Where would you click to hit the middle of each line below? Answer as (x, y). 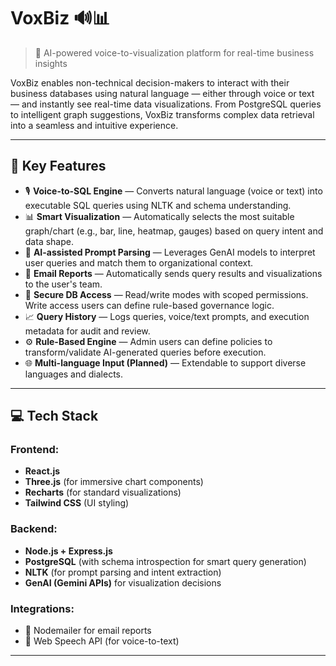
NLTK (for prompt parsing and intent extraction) (123, 572)
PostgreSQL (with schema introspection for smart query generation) (165, 561)
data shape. (49, 241)
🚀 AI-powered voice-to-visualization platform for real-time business (174, 52)
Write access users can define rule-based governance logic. (149, 305)
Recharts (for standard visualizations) (103, 492)
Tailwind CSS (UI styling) (77, 503)
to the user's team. (63, 284)
